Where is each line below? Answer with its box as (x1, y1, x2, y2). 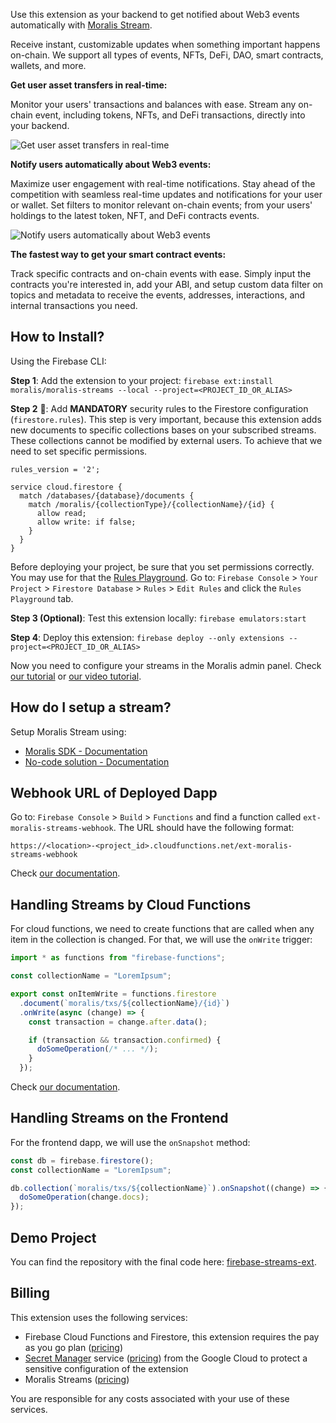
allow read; (36, 508, 87, 518)
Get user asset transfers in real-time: (10, 79, 168, 91)
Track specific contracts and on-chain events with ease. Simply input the (10, 268, 312, 279)
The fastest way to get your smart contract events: (10, 249, 227, 260)
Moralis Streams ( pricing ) (24, 1373, 130, 1385)
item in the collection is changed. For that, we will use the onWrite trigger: (10, 934, 313, 946)
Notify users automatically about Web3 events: (10, 159, 212, 170)
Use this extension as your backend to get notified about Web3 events (10, 9, 300, 20)
